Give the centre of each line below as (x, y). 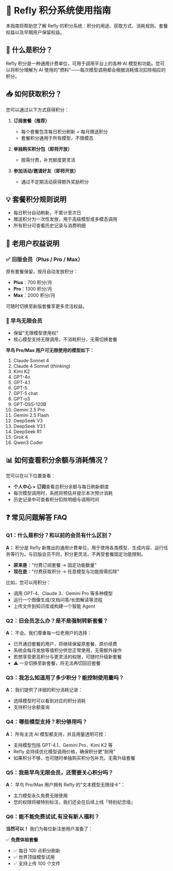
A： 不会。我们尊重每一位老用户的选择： (49, 633)
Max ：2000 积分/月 (34, 295)
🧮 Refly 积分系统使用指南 (58, 11)
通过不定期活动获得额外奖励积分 (55, 182)
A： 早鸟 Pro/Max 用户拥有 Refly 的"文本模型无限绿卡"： (66, 785)
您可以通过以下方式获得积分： (37, 110)
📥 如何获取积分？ (34, 94)
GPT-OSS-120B (30, 404)
